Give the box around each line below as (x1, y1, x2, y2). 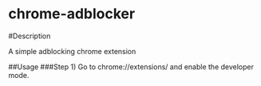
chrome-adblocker (8, 5, 136, 23)
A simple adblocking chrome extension (8, 46, 136, 56)
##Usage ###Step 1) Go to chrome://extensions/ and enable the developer (8, 61, 254, 72)
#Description (8, 31, 51, 41)
